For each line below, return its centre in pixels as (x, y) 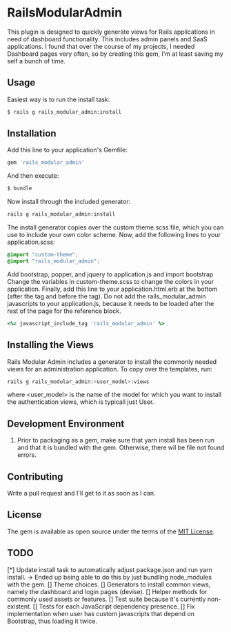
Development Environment (66, 424)
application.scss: (31, 242)
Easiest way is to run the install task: (59, 99)
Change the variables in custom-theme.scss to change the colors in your (111, 281)
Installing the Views (51, 345)
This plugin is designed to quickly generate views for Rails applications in (111, 32)
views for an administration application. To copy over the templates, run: (110, 369)
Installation (32, 133)
